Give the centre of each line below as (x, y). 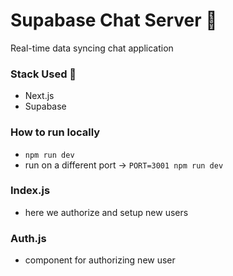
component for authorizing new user (100, 260)
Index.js (30, 191)
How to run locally (55, 132)
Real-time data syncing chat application (92, 48)
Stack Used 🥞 (43, 74)
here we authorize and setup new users (106, 212)
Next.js (39, 96)
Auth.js (28, 238)
